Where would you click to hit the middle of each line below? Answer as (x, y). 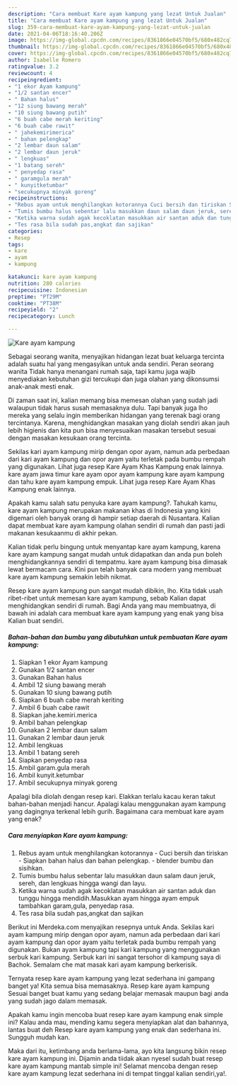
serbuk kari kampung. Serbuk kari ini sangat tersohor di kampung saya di (114, 957)
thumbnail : (24, 47)
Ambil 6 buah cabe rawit (54, 707)
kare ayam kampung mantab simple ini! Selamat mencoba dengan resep (113, 1066)
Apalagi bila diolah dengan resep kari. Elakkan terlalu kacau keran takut (112, 796)
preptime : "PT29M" (35, 297)
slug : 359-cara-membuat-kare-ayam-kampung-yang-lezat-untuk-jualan (109, 27)
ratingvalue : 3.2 (34, 67)
